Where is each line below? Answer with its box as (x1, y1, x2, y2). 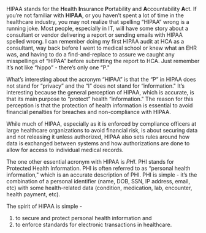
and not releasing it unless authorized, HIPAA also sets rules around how (6, 133, 190, 140)
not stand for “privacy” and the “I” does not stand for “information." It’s (6, 82, 185, 90)
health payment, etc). (6, 191, 60, 198)
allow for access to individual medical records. (6, 147, 124, 153)
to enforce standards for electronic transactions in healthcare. (15, 221, 172, 228)
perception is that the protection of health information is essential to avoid (6, 102, 193, 109)
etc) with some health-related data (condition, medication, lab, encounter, (6, 184, 193, 191)
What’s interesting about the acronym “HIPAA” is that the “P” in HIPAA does (6, 76, 196, 83)
